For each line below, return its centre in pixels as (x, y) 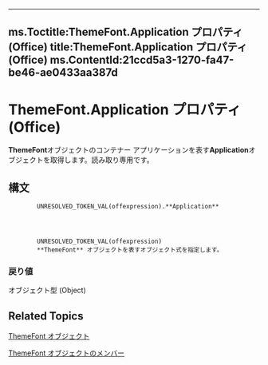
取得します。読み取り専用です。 (102, 160)
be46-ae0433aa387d (63, 73)
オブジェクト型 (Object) (47, 290)
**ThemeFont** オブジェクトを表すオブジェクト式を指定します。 (130, 250)
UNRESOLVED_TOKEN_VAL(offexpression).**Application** (128, 207)
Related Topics (46, 316)
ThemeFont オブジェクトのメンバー (67, 353)
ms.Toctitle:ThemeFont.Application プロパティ (126, 32)
